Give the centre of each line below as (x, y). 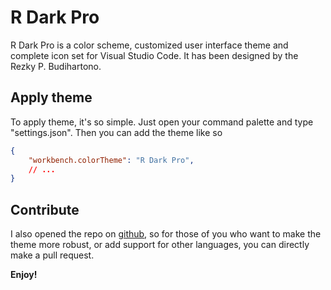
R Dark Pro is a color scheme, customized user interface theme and (149, 45)
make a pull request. (52, 255)
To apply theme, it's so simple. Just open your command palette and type (162, 122)
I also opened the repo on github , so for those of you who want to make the (166, 234)
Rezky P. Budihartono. (56, 66)
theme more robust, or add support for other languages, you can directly (160, 245)
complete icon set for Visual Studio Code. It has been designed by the (154, 55)
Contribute (45, 209)
